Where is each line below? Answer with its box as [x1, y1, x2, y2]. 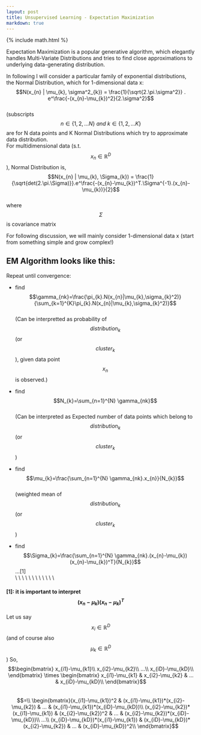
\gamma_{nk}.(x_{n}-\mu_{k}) [114, 552, 188, 559]
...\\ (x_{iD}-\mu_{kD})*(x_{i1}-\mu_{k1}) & [41, 716, 143, 723]
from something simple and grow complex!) [6, 239, 114, 246]
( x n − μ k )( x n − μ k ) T [77, 597, 124, 607]
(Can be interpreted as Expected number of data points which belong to [14, 413, 193, 421]
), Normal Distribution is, [6, 163, 67, 170]
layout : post [6, 8, 39, 15]
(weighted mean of [14, 490, 62, 498]
